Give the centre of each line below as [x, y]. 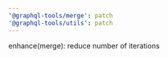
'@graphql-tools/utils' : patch [61, 23]
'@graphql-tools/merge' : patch [61, 15]
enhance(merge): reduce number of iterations [84, 45]
